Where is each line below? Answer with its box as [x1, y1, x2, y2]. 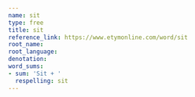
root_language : [8, 48, 58, 56]
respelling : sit [15, 77, 68, 84]
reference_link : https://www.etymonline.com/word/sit [8, 33, 189, 41]
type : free [8, 19, 44, 27]
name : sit [8, 11, 41, 20]
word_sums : [8, 63, 44, 70]
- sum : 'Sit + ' [8, 70, 61, 77]
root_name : [8, 41, 44, 48]
